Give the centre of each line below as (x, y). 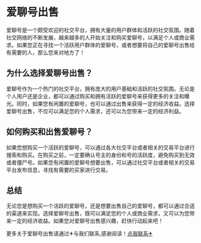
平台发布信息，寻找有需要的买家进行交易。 (59, 170)
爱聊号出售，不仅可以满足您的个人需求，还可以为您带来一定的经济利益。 (95, 111)
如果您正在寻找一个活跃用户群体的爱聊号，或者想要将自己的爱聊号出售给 (106, 45)
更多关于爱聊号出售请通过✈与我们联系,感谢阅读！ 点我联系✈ (80, 233)
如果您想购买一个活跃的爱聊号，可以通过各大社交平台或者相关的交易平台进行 (100, 147)
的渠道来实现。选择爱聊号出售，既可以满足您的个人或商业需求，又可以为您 (98, 214)
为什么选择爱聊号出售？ (49, 73)
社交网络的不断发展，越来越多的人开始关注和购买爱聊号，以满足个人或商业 (98, 37)
